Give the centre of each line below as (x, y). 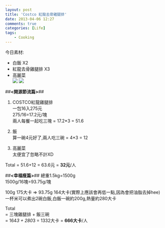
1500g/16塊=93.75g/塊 (28, 181)
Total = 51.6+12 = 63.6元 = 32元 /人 (41, 165)
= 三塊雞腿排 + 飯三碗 (27, 214)
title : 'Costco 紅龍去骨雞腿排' (36, 14)
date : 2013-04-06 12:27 (30, 19)
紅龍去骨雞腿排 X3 (31, 69)
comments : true (21, 24)
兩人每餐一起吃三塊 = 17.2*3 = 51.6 (48, 121)
